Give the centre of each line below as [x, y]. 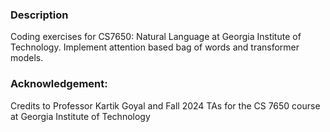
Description [39, 15]
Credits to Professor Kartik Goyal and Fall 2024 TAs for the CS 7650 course [165, 105]
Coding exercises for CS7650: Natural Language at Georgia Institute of [156, 37]
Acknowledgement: [59, 84]
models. [27, 58]
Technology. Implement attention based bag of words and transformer [155, 47]
